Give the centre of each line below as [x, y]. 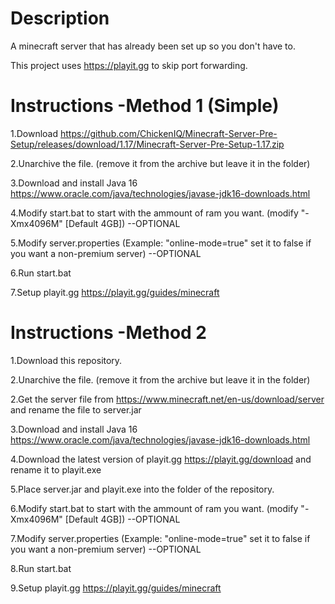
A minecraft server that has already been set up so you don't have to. [153, 46]
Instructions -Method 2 [109, 333]
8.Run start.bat [41, 568]
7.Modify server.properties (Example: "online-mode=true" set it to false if [160, 538]
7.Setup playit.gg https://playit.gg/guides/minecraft [115, 292]
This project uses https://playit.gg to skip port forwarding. [129, 65]
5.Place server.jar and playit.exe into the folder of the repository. [142, 489]
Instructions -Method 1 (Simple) [145, 106]
